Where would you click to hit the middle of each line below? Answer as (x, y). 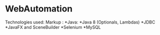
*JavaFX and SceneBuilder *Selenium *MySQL (53, 27)
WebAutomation (39, 9)
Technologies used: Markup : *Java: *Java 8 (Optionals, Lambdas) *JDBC (80, 22)
